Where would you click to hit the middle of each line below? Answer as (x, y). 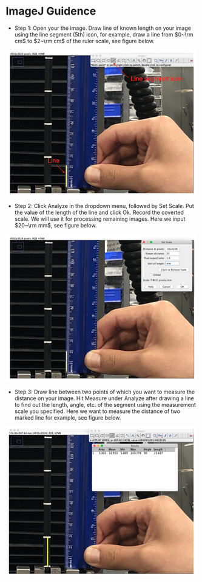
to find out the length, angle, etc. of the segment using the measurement (105, 405)
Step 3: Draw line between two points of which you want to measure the (105, 392)
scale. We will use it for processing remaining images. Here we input (100, 219)
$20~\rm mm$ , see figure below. (56, 226)
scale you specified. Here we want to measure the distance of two (97, 411)
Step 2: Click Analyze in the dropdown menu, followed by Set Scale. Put (104, 206)
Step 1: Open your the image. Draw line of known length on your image (103, 28)
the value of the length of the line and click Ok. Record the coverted (99, 213)
